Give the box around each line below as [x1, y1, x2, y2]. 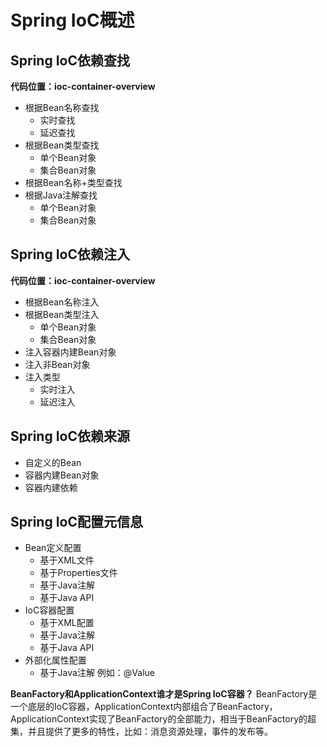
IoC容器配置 [24, 604, 75, 616]
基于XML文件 [39, 554, 95, 566]
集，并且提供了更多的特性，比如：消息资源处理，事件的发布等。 [10, 726, 273, 738]
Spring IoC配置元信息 [10, 514, 143, 531]
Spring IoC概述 [10, 9, 135, 32]
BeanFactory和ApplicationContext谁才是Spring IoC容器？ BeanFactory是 [10, 688, 318, 700]
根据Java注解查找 [24, 189, 98, 201]
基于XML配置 [39, 617, 95, 629]
